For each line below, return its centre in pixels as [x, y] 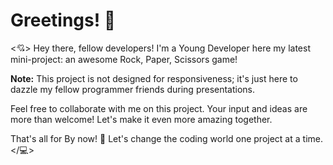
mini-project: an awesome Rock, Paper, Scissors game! [124, 59]
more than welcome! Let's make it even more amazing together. [141, 119]
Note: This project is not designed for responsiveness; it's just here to [154, 78]
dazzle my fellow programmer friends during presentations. [133, 89]
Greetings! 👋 [63, 20]
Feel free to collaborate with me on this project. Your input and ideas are [159, 108]
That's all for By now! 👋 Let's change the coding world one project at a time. [166, 138]
